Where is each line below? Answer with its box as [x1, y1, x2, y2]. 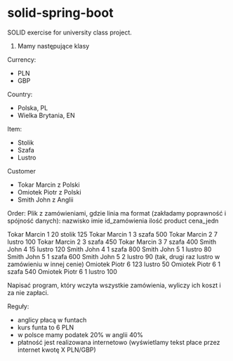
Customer [7, 166, 36, 175]
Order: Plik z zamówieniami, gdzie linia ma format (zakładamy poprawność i [7, 209, 227, 217]
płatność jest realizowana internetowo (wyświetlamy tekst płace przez [17, 338, 220, 346]
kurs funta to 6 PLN [17, 323, 74, 332]
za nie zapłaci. [7, 288, 49, 296]
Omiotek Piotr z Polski [17, 188, 82, 196]
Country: [7, 90, 33, 98]
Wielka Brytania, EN [17, 111, 75, 119]
